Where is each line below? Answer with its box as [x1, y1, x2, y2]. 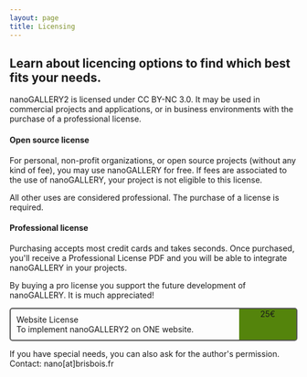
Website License [16, 314, 79, 325]
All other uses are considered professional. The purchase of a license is [9, 192, 280, 203]
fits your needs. [9, 69, 102, 85]
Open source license [9, 134, 90, 145]
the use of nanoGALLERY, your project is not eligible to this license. [9, 174, 263, 185]
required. [9, 202, 44, 213]
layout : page [9, 13, 59, 23]
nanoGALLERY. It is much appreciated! [9, 289, 155, 300]
